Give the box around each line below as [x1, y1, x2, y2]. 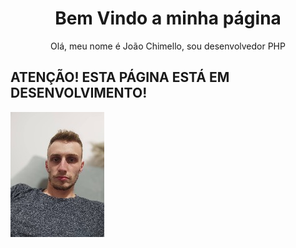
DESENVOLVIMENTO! [10, 85, 148, 102]
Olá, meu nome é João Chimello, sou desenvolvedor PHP [50, 40, 286, 52]
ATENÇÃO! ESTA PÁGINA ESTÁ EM [10, 69, 230, 86]
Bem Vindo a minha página [54, 7, 282, 30]
